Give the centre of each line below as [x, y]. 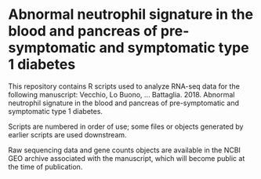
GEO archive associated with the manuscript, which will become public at [127, 158]
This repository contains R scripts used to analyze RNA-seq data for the [124, 86]
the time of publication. [45, 166]
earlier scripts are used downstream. [67, 134]
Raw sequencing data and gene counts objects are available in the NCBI [125, 150]
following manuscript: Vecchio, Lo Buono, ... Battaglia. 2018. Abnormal [121, 94]
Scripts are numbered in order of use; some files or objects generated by [126, 126]
